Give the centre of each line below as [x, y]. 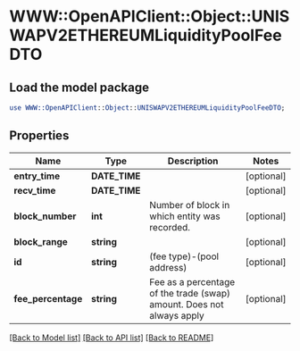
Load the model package [79, 87]
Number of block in [190, 205]
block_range [41, 241]
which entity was [185, 216]
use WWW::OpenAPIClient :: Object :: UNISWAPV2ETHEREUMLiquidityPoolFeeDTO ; [147, 108]
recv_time [35, 190]
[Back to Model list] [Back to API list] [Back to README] [112, 338]
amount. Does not [187, 304]
